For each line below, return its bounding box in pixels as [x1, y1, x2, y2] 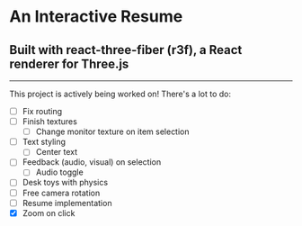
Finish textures [22, 116, 78, 127]
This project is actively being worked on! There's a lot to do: [9, 88, 232, 99]
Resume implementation [22, 197, 112, 208]
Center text [35, 147, 78, 158]
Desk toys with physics [22, 177, 109, 188]
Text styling [22, 137, 66, 148]
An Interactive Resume [9, 6, 183, 27]
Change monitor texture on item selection [35, 126, 191, 137]
